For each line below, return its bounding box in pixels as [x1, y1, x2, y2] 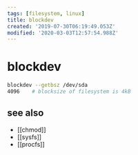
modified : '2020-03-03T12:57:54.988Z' [7, 29, 119, 37]
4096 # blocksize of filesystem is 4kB [7, 88, 131, 95]
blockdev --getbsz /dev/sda [7, 82, 88, 89]
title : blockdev [7, 17, 54, 23]
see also [7, 107, 44, 119]
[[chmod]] [17, 125, 46, 134]
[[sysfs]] [17, 132, 42, 141]
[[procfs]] [17, 140, 45, 148]
